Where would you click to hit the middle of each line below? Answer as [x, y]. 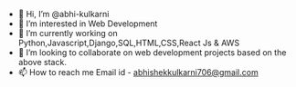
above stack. [42, 62]
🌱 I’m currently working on [68, 33]
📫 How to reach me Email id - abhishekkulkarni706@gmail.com [138, 72]
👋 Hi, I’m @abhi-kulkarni [63, 14]
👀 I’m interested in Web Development [88, 24]
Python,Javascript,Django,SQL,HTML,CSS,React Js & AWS [129, 43]
